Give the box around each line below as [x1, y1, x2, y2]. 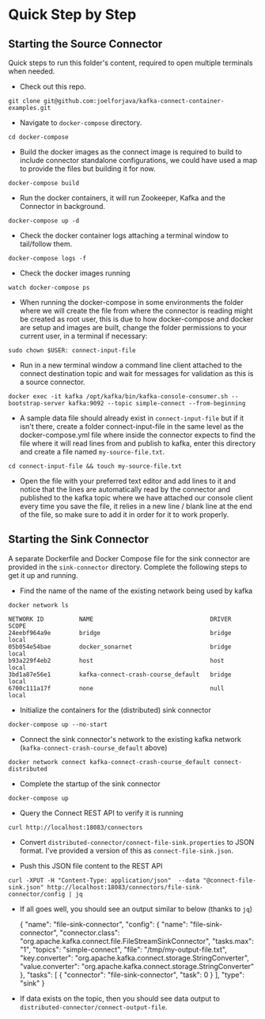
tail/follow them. [19, 239, 73, 249]
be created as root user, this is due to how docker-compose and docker [19, 314, 254, 324]
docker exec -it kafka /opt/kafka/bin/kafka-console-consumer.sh [8, 393, 228, 401]
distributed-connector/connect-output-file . [19, 1002, 168, 1011]
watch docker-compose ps [8, 283, 90, 291]
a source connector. [19, 378, 85, 386]
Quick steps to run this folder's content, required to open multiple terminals [8, 58, 253, 67]
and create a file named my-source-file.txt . [19, 447, 165, 456]
